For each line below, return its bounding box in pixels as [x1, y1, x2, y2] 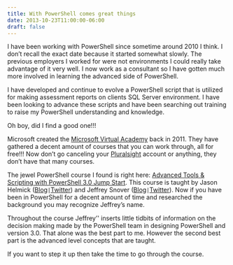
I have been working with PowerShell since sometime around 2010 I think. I [7, 43, 223, 51]
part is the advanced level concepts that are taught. [7, 236, 156, 245]
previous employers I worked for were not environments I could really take [7, 57, 222, 66]
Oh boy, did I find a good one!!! [7, 122, 97, 130]
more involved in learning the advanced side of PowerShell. [7, 72, 178, 80]
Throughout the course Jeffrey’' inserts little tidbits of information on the [7, 214, 216, 222]
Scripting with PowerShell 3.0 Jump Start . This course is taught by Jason [7, 178, 218, 187]
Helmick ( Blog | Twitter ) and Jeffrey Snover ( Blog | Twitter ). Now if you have [7, 186, 223, 194]
